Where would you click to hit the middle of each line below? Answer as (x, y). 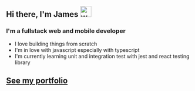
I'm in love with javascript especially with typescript (77, 50)
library (22, 62)
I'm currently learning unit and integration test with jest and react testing (102, 56)
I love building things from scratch (56, 44)
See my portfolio (37, 81)
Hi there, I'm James (42, 14)
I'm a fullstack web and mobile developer (66, 31)
